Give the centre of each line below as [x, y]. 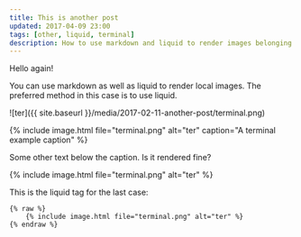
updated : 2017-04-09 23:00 [60, 26]
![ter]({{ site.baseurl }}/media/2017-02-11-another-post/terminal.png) [137, 113]
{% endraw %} [34, 225]
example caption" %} [49, 140]
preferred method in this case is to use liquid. [93, 96]
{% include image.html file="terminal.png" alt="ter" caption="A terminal [143, 131]
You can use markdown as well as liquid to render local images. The [135, 86]
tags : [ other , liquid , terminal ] [72, 34]
